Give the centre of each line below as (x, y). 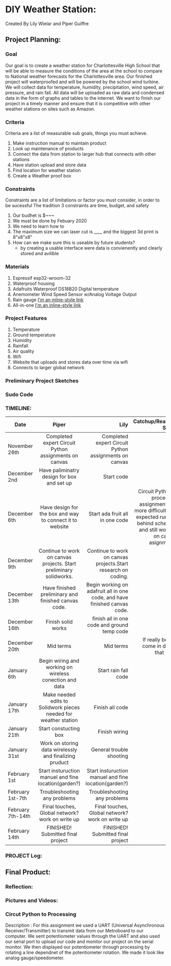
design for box (59, 477)
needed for (59, 713)
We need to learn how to (38, 227)
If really (151, 639)
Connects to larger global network (49, 367)
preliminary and (59, 594)
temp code (115, 631)
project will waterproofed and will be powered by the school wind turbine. (82, 82)
